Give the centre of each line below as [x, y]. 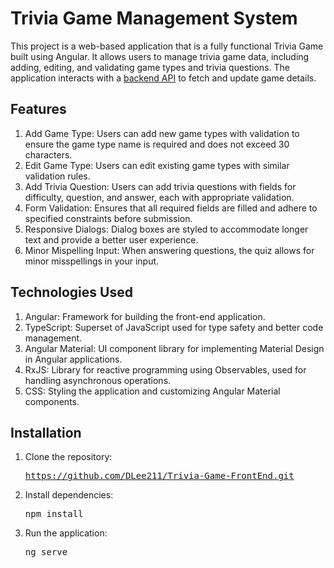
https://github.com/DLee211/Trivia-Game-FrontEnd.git [159, 476]
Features [38, 109]
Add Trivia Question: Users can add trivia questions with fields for [160, 186]
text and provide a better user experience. [111, 239]
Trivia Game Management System [154, 18]
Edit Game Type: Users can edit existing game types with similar [157, 165]
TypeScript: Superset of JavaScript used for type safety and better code [174, 327]
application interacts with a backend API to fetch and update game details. [163, 78]
